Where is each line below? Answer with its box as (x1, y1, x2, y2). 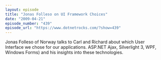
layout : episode (5, 7, 39, 12)
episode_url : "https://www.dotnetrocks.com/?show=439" (5, 26, 121, 30)
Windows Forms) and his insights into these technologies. (5, 50, 123, 56)
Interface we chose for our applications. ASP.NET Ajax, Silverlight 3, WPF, (5, 44, 157, 50)
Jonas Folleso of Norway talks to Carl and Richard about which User (5, 39, 145, 45)
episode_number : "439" (5, 21, 52, 26)
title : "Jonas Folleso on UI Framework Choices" (5, 12, 108, 17)
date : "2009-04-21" (5, 16, 46, 21)
